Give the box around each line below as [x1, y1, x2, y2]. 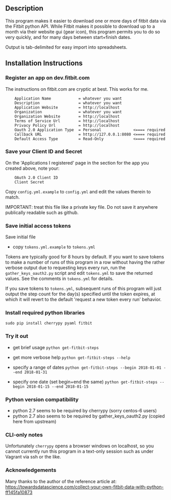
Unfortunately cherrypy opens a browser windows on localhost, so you [5, 443, 154, 449]
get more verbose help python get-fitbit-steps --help [12, 354, 131, 361]
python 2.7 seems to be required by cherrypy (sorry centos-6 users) [12, 407, 157, 413]
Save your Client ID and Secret [5, 148, 83, 155]
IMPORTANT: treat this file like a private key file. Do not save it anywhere [5, 204, 158, 210]
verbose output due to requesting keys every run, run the [5, 265, 126, 271]
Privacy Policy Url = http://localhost [14, 123, 120, 128]
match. [5, 194, 20, 200]
